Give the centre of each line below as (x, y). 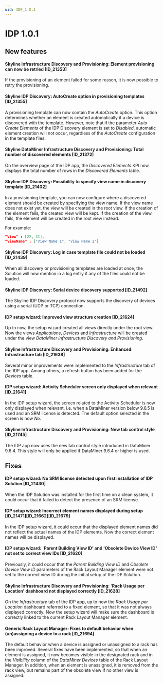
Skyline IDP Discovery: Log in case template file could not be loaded (75, 252)
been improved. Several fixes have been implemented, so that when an (76, 650)
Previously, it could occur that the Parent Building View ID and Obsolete (77, 564)
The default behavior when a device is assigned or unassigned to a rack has (81, 645)
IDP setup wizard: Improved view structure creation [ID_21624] (70, 317)
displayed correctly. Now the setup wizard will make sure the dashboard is (80, 612)
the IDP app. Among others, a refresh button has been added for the (73, 370)
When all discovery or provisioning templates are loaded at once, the (74, 268)
